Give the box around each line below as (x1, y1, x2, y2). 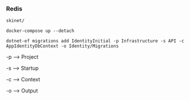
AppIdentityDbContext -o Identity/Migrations (6, 43, 119, 49)
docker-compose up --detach (6, 28, 75, 34)
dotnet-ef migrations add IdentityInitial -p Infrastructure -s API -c (6, 38, 184, 44)
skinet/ (6, 18, 25, 24)
